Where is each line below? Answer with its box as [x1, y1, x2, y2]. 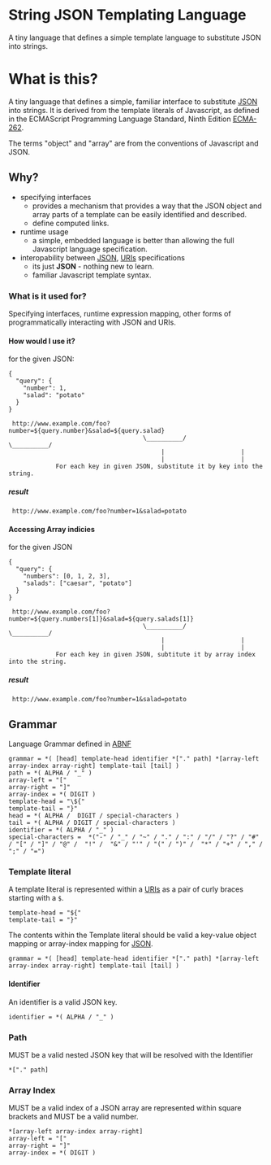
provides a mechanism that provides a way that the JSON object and [32, 201, 262, 211]
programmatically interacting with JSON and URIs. [8, 317, 176, 327]
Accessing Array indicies [8, 524, 96, 534]
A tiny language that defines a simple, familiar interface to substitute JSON [8, 96, 258, 107]
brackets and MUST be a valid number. [8, 1112, 139, 1122]
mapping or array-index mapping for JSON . [8, 939, 153, 949]
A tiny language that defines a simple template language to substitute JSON [8, 33, 261, 42]
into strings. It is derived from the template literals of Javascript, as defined [8, 105, 260, 115]
